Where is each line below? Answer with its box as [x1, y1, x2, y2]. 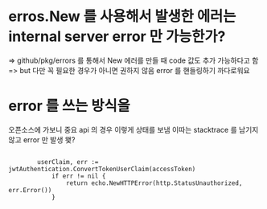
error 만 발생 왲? [23, 134, 76, 145]
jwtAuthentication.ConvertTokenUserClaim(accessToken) [8, 165, 196, 173]
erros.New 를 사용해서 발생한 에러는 [8, 7, 236, 26]
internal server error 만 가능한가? [8, 27, 226, 46]
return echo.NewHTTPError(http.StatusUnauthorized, [65, 178, 243, 187]
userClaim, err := [37, 158, 99, 166]
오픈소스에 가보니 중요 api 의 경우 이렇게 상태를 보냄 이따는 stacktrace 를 [8, 125, 237, 134]
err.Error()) [8, 186, 52, 194]
